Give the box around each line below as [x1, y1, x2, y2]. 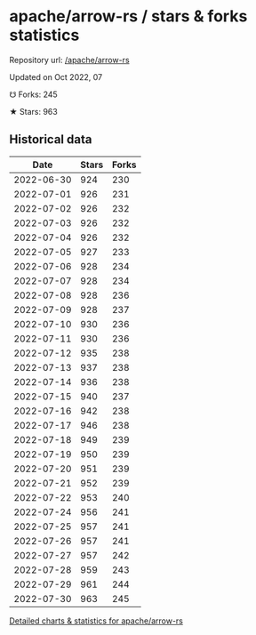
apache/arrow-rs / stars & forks [9, 6, 248, 27]
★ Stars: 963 [9, 106, 58, 117]
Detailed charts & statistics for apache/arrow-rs [9, 615, 184, 626]
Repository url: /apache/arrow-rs [9, 54, 131, 65]
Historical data [9, 132, 92, 148]
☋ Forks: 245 [9, 89, 58, 100]
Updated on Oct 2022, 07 [9, 71, 103, 82]
